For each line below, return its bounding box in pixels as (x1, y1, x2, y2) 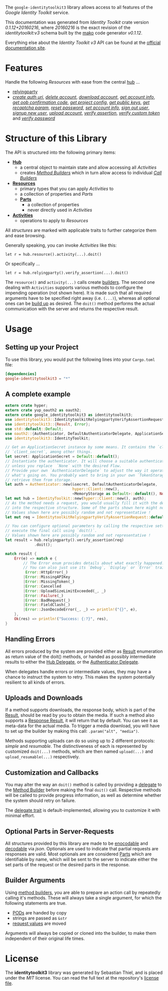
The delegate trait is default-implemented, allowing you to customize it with (5, 807, 160, 813)
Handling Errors (5, 635, 55, 644)
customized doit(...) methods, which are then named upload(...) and (5, 748, 153, 755)
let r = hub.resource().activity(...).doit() (5, 252, 101, 257)
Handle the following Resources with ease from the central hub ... (5, 79, 140, 85)
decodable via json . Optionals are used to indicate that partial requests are (5, 846, 158, 852)
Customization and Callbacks (5, 768, 99, 777)
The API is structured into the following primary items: (5, 149, 116, 155)
